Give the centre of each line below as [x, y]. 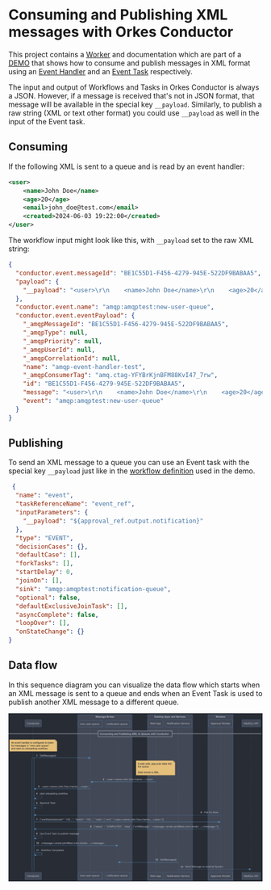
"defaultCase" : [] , [48, 555]
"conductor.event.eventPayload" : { [75, 316]
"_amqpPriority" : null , [63, 341]
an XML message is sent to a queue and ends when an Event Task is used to [135, 693]
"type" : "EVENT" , [45, 538]
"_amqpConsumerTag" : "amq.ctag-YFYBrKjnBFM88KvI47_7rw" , [121, 376]
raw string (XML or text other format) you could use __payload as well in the [134, 113]
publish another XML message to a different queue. [94, 702]
